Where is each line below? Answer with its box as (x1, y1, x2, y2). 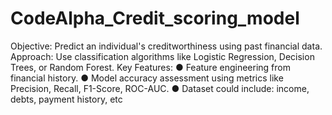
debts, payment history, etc (10, 93, 123, 105)
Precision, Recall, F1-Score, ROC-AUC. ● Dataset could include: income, (10, 82, 310, 94)
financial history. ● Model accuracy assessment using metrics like (10, 72, 284, 84)
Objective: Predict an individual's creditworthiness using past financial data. (10, 40, 323, 52)
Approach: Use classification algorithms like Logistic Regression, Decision (10, 50, 315, 62)
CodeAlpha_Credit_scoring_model (10, 7, 300, 30)
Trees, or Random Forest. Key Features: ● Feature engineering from (10, 61, 291, 73)
